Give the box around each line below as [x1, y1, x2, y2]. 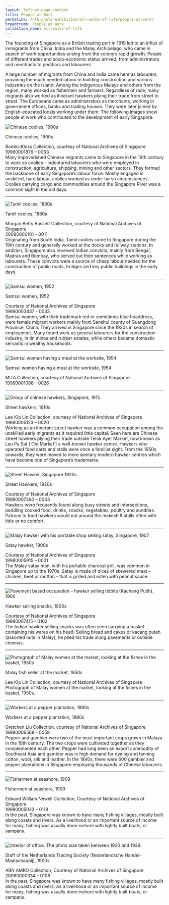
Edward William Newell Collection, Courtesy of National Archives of [5, 796, 145, 802]
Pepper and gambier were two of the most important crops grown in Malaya [5, 735, 162, 741]
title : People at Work [5, 12, 53, 17]
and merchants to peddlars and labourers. [5, 62, 92, 68]
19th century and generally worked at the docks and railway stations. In [5, 242, 153, 248]
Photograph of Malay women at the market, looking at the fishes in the [5, 685, 151, 691]
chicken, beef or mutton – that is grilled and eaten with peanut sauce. [5, 574, 149, 580]
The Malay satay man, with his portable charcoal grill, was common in [5, 563, 150, 569]
